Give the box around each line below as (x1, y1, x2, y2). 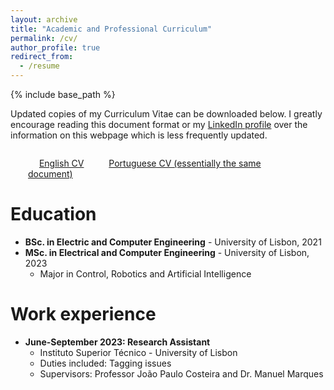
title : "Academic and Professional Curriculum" (10, 24, 213, 34)
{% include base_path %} (10, 89, 116, 100)
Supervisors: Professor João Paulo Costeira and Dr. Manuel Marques (39, 367, 324, 380)
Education (10, 203, 97, 226)
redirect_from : (10, 52, 74, 62)
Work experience (10, 303, 157, 326)
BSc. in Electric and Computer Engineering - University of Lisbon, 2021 (24, 236, 322, 248)
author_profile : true (10, 42, 101, 53)
